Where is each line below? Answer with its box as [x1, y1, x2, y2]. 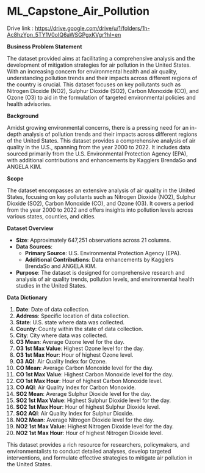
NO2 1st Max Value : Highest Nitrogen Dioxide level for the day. [15, 422, 174, 430]
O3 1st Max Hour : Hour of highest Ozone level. [15, 351, 134, 359]
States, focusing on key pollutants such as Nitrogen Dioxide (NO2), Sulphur [7, 193, 196, 200]
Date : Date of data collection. [15, 305, 90, 313]
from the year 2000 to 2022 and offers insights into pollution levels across [7, 206, 194, 214]
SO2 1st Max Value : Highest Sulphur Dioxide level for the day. [15, 397, 171, 404]
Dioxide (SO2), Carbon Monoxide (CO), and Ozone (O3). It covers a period [7, 199, 194, 207]
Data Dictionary [7, 294, 48, 301]
